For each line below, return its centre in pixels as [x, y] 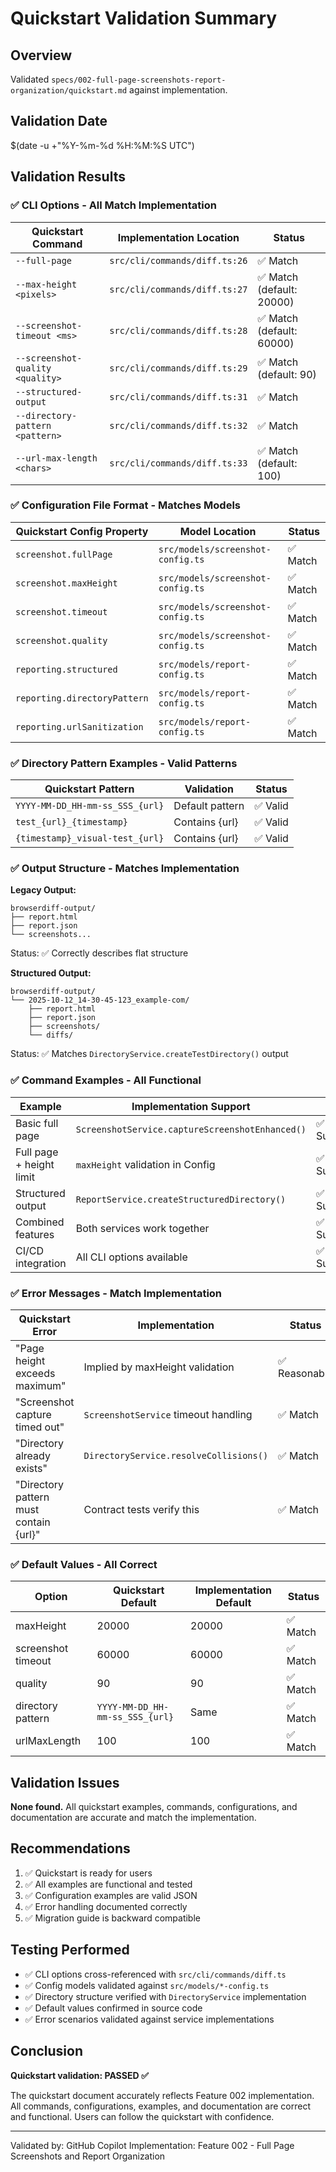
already [33, 1455]
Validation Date [59, 121]
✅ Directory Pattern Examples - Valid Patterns [124, 763]
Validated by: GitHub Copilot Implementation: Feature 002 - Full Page [152, 2145]
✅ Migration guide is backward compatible [112, 1918]
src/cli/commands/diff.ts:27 [178, 289]
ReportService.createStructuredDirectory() [181, 1199]
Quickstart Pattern [89, 789]
